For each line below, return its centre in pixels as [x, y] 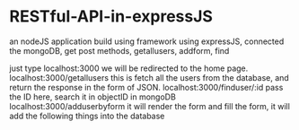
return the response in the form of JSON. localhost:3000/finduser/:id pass [146, 87]
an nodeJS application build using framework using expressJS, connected [147, 41]
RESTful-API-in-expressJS [111, 17]
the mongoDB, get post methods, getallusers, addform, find [119, 50]
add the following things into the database [87, 116]
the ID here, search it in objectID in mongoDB [93, 97]
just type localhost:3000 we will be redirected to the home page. [129, 68]
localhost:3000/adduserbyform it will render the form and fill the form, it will [149, 106]
